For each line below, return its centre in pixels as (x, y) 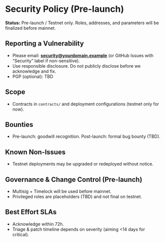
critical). (21, 234)
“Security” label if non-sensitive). (46, 61)
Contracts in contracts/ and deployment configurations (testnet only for (86, 104)
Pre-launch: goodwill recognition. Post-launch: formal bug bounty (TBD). (86, 136)
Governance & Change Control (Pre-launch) (74, 180)
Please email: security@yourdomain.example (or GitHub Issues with (83, 55)
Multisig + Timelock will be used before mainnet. (62, 191)
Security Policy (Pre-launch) (65, 9)
